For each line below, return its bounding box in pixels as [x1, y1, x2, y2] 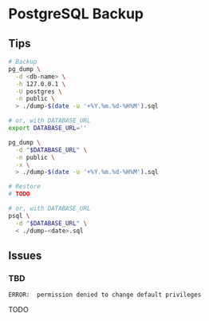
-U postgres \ [15, 87, 62, 96]
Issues [8, 248, 42, 262]
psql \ [8, 212, 30, 220]
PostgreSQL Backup [8, 5, 144, 23]
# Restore [8, 183, 41, 191]
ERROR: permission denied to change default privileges [8, 291, 202, 299]
